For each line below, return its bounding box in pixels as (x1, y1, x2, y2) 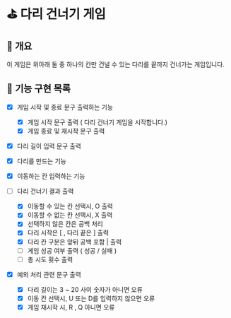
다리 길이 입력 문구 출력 (16, 142, 82, 150)
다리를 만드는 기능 (16, 157, 66, 165)
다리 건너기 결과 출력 (16, 187, 74, 196)
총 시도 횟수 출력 (27, 255, 73, 264)
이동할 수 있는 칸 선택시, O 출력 (27, 202, 114, 211)
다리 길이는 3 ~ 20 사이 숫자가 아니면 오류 (27, 285, 143, 293)
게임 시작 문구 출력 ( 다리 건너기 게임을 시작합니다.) (27, 117, 167, 126)
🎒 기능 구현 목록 (6, 83, 71, 95)
